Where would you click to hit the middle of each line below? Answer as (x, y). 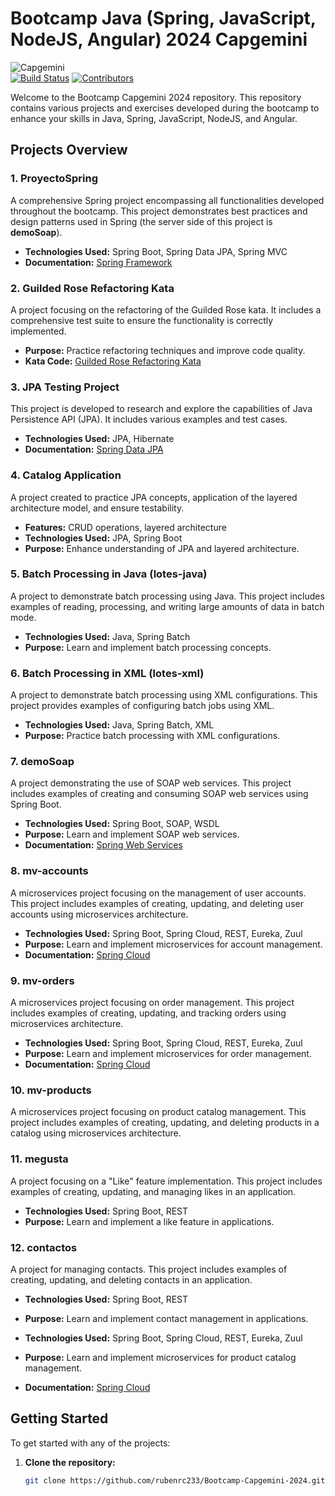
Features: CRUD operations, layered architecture (125, 527)
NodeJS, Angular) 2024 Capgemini (159, 39)
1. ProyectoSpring (54, 179)
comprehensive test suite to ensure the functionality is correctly (142, 320)
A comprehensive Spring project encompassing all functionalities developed (167, 200)
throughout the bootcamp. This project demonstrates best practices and (159, 211)
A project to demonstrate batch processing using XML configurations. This (164, 695)
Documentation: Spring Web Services (103, 845)
